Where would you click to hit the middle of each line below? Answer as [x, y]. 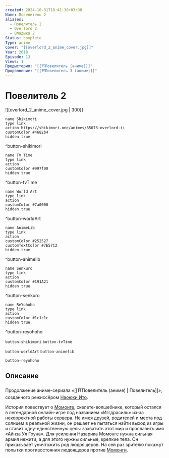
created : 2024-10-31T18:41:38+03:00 [44, 10]
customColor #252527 [27, 241]
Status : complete [23, 38]
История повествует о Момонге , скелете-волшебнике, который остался [83, 407]
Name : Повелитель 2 [26, 15]
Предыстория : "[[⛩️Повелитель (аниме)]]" [49, 66]
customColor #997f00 [27, 168]
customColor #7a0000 [27, 205]
